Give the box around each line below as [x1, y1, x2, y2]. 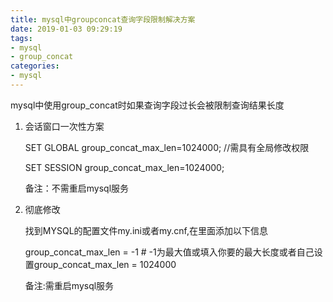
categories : [10, 61, 60, 71]
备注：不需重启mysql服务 [24, 182, 130, 194]
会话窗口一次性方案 [24, 120, 105, 132]
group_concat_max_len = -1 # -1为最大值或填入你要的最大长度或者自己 [24, 246, 315, 258]
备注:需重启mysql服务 [24, 279, 115, 291]
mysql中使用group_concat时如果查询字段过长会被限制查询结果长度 [10, 99, 285, 111]
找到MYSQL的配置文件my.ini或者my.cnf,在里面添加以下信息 [24, 224, 268, 236]
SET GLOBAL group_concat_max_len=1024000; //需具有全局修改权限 [24, 141, 310, 153]
